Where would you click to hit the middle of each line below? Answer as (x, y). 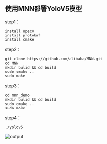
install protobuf (23, 35)
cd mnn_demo (17, 95)
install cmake (20, 39)
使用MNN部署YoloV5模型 (44, 9)
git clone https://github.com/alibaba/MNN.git (54, 59)
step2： (13, 49)
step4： (13, 118)
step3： (13, 86)
